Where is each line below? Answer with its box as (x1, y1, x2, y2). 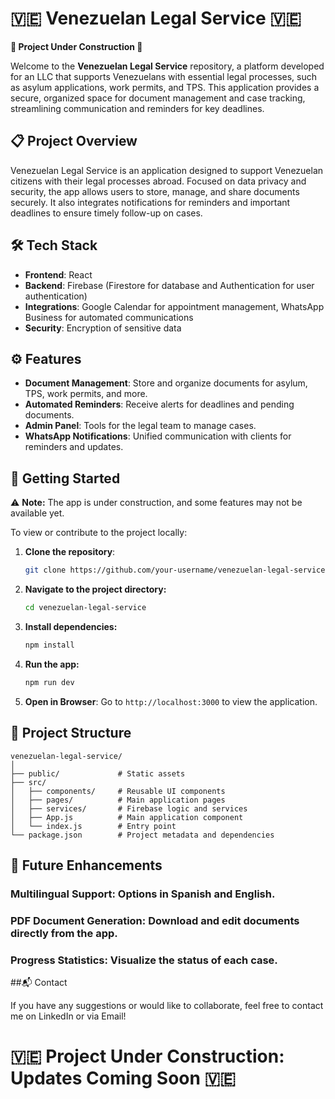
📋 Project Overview (10, 133, 138, 150)
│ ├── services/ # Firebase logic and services (10, 803, 248, 814)
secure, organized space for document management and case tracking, (10, 92, 306, 104)
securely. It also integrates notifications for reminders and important (10, 196, 291, 208)
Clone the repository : (24, 546, 116, 558)
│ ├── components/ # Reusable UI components (10, 786, 226, 796)
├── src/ (10, 777, 47, 787)
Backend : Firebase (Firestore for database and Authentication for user (24, 279, 315, 291)
